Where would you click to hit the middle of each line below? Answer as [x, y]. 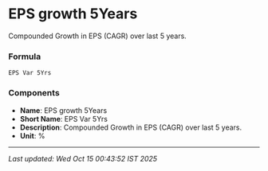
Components [34, 93]
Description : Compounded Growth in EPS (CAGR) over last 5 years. [130, 127]
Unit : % [32, 135]
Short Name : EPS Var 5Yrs [63, 119]
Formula [25, 56]
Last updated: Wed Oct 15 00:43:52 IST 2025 [83, 158]
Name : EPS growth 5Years [63, 110]
